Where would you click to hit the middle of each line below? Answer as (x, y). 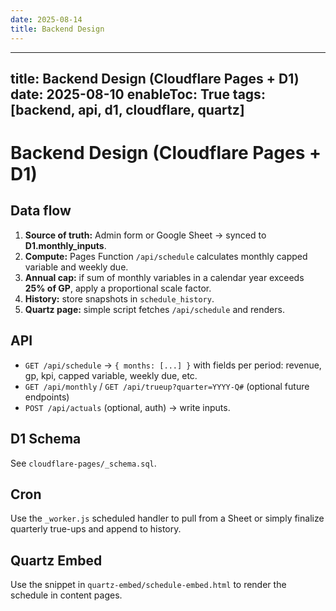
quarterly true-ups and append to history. (96, 529)
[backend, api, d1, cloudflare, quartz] (127, 109)
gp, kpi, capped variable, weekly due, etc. (111, 375)
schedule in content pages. (66, 595)
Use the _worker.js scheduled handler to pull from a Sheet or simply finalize (167, 518)
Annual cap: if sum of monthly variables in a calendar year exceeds (164, 277)
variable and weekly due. (76, 267)
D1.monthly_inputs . (65, 245)
